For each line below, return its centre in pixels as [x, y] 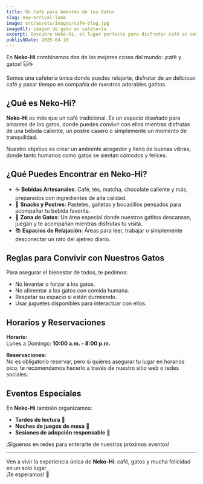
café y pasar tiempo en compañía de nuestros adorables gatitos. [87, 84]
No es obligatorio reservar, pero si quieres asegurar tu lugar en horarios [96, 362]
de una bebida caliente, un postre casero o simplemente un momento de [97, 131]
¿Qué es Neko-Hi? [41, 103]
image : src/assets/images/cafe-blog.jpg [58, 23]
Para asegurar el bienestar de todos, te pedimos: [67, 273]
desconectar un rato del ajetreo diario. [63, 239]
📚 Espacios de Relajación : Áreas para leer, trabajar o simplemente [99, 230]
